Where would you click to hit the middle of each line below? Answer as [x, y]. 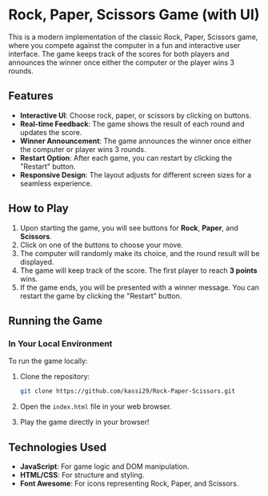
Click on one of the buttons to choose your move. [102, 245]
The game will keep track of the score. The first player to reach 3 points [138, 270]
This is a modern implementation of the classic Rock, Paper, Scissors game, [133, 37]
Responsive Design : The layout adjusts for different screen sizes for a [136, 174]
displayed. [37, 262]
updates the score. [51, 132]
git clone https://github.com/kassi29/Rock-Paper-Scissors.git [128, 391]
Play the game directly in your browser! [84, 422]
